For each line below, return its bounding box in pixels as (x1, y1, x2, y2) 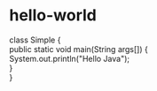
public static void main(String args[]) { (9, 43, 148, 54)
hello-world (9, 5, 98, 26)
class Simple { (9, 34, 61, 45)
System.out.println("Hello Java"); (9, 53, 130, 64)
